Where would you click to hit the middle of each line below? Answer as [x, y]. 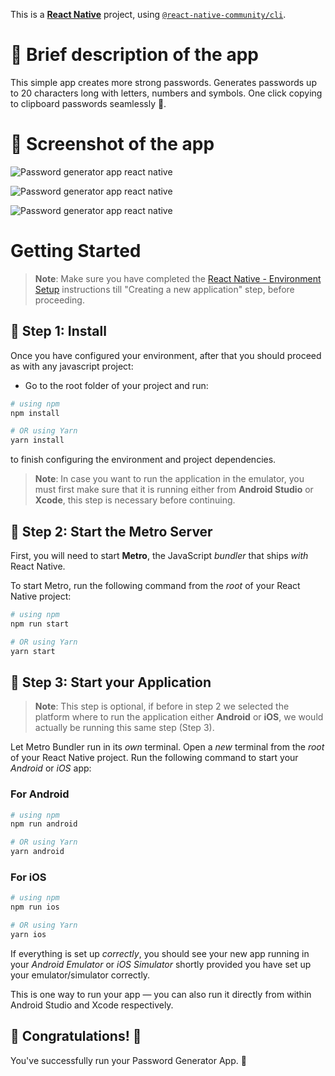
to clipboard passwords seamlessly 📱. [88, 103]
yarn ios [28, 934]
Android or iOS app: [51, 768]
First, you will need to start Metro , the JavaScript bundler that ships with [159, 555]
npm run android [44, 824]
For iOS [28, 877]
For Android [40, 794]
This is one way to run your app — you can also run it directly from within [161, 994]
